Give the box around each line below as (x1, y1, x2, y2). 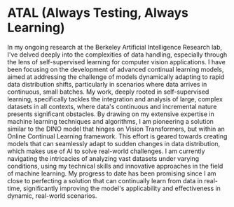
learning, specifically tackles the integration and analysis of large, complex (7, 94, 223, 103)
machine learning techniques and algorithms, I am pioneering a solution (7, 117, 214, 125)
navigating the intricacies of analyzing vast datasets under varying (7, 154, 200, 162)
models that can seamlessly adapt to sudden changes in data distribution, (7, 139, 221, 148)
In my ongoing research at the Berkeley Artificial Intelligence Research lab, (7, 43, 223, 51)
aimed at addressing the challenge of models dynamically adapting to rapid (7, 72, 225, 81)
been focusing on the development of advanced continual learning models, (7, 65, 224, 73)
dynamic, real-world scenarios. (7, 191, 97, 200)
